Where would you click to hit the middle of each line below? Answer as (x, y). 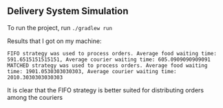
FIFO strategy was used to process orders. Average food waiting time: (112, 53)
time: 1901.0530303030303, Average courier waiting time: (92, 71)
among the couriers (35, 97)
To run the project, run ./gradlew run (60, 27)
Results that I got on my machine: (54, 41)
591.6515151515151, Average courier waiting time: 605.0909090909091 (109, 59)
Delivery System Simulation (68, 11)
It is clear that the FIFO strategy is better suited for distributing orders (106, 90)
